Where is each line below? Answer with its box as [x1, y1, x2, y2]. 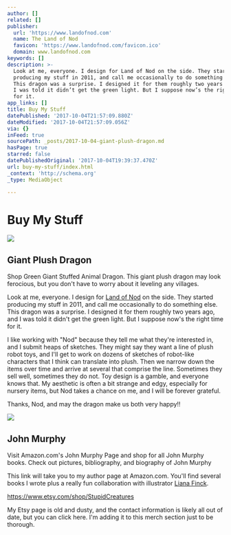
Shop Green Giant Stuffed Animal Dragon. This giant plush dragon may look [7, 272, 221, 281]
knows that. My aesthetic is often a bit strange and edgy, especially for [7, 380, 208, 388]
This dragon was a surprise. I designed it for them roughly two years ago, [7, 307, 215, 316]
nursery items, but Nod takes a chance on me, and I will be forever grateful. [7, 386, 221, 395]
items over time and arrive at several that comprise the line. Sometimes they [7, 365, 223, 373]
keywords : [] [7, 55, 45, 62]
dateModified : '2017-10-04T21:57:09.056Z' [7, 118, 131, 126]
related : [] [7, 17, 41, 23]
